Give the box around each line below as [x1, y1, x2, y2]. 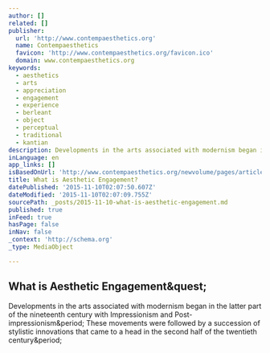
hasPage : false [8, 221, 59, 229]
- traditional [15, 131, 63, 139]
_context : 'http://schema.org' [8, 236, 113, 244]
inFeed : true [8, 213, 52, 221]
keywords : [8, 64, 42, 72]
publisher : [8, 26, 45, 34]
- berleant [15, 109, 52, 117]
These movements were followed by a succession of [85, 318, 261, 327]
